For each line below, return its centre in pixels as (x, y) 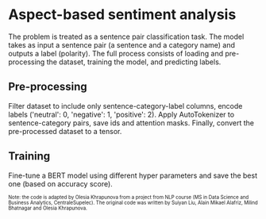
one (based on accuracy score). (60, 183)
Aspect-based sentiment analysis (122, 15)
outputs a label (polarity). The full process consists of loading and (116, 53)
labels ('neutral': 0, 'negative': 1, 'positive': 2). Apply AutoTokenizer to (121, 114)
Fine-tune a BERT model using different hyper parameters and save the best (133, 175)
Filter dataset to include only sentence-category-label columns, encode (125, 106)
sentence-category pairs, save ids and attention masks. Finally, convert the (131, 123)
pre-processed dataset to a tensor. (65, 131)
